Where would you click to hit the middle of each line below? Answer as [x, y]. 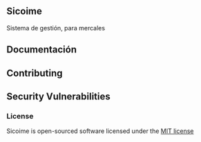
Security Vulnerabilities [59, 96]
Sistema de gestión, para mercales [56, 28]
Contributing [35, 73]
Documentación [42, 50]
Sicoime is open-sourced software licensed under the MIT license [100, 131]
